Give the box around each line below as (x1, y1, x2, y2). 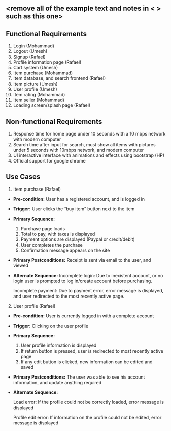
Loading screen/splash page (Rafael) (13, 102, 91, 109)
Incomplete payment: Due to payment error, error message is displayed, (13, 287, 164, 293)
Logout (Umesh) (13, 48, 48, 55)
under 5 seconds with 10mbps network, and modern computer (13, 147, 144, 153)
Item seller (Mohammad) (13, 97, 65, 103)
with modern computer (13, 136, 61, 142)
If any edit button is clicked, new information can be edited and (20, 359, 153, 365)
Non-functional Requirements (6, 117, 102, 126)
